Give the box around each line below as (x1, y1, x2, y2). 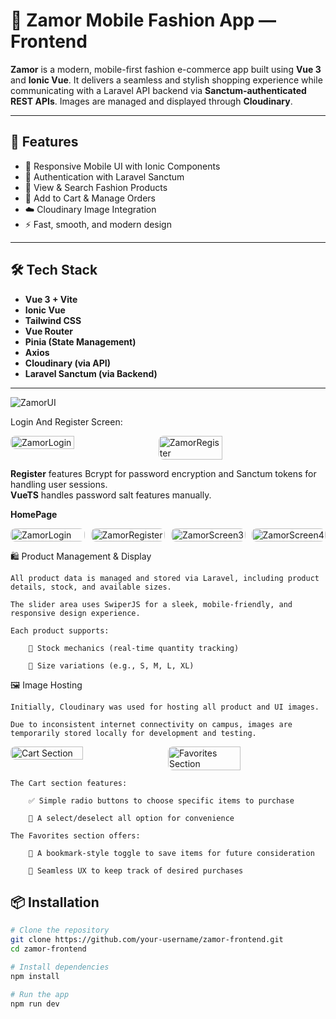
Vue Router (24, 325, 73, 337)
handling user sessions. (10, 478, 108, 490)
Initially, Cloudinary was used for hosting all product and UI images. (10, 702, 320, 712)
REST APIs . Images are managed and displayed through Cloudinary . (10, 95, 293, 107)
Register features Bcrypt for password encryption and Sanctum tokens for (10, 467, 317, 479)
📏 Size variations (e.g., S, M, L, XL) (28, 660, 195, 671)
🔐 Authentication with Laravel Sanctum (24, 170, 185, 183)
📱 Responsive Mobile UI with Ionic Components (24, 160, 221, 172)
